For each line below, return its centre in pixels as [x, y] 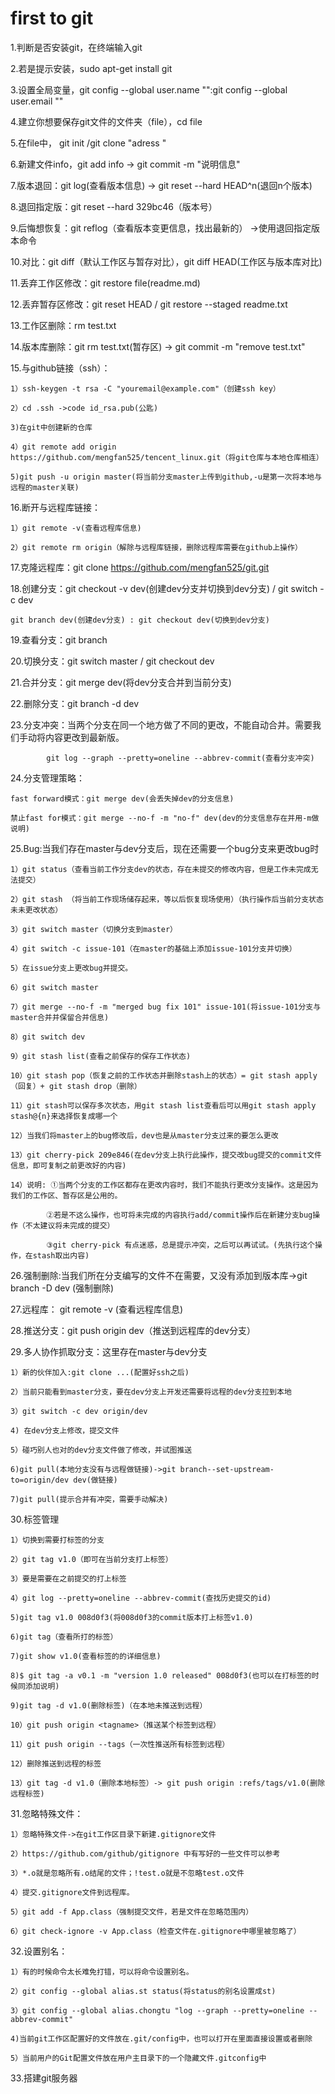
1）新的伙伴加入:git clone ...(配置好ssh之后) [100, 1372]
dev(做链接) [95, 1480]
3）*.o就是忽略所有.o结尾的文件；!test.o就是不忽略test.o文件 [127, 1873]
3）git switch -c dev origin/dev [79, 1411]
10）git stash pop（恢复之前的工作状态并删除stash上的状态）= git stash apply [164, 1075]
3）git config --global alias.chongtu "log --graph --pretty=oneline [157, 2010]
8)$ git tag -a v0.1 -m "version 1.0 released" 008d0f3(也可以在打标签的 [161, 1675]
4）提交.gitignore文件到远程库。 [72, 1892]
